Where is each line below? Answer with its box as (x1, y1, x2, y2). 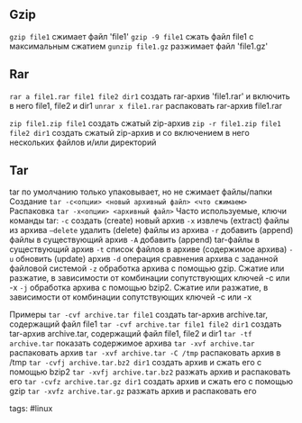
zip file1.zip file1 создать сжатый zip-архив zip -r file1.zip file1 (9, 117, 281, 129)
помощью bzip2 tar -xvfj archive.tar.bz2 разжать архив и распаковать (9, 366, 291, 377)
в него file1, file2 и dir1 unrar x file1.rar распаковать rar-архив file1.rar (9, 100, 282, 111)
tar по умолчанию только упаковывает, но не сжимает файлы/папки (9, 186, 273, 197)
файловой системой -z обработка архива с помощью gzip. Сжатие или (9, 263, 285, 274)
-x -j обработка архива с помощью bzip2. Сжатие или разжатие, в (9, 283, 269, 293)
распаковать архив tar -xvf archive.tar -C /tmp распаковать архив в (9, 347, 281, 358)
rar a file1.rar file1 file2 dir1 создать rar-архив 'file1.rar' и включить (9, 90, 290, 102)
